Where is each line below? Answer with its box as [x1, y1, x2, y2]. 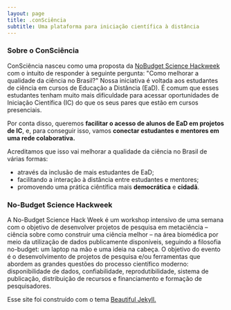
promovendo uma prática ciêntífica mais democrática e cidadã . [17, 183, 200, 191]
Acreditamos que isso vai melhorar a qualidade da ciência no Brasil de [7, 147, 207, 156]
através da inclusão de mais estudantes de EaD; [17, 167, 154, 176]
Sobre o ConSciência [7, 46, 80, 55]
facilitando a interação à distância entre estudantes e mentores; [17, 175, 199, 183]
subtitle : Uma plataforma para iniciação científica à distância [7, 23, 199, 30]
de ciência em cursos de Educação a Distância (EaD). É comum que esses [7, 84, 219, 92]
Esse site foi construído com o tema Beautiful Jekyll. [7, 295, 157, 303]
